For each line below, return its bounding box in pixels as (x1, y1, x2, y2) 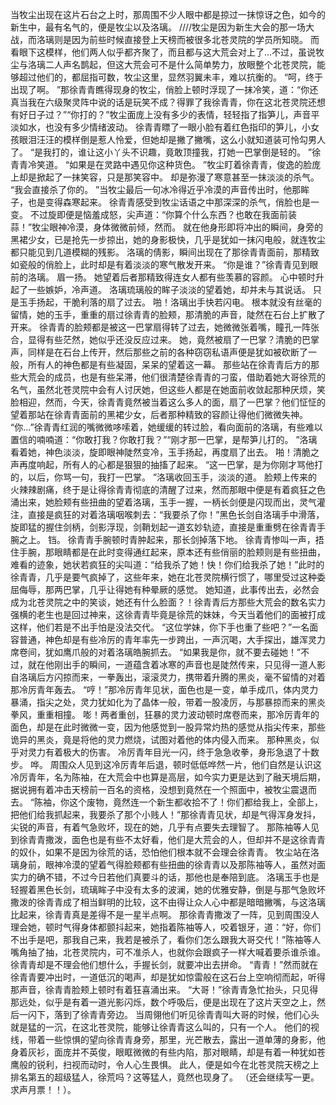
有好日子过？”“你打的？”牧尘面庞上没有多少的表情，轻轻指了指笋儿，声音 (10, 109, 312, 120)
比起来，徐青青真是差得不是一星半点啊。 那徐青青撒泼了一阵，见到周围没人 (10, 909, 320, 920)
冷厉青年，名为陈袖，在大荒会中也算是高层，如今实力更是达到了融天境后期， (10, 771, 326, 783)
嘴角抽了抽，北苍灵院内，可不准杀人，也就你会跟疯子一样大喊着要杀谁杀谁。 (10, 946, 326, 958)
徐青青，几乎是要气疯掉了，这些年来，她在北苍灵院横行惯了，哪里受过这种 (10, 571, 317, 583)
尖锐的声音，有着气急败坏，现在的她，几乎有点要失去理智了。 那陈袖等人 (10, 821, 311, 833)
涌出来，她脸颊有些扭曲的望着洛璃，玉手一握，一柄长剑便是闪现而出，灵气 (10, 496, 317, 508)
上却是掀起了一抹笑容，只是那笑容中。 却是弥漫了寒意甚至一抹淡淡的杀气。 (10, 171, 320, 183)
